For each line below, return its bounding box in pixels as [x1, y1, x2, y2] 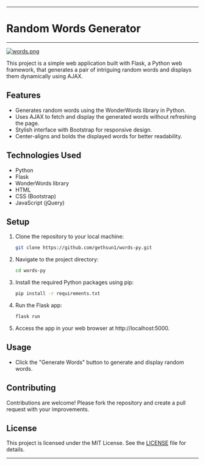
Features [6, 90, 41, 101]
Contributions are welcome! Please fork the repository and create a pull [6, 399, 186, 406]
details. [6, 446, 25, 453]
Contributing [6, 383, 56, 393]
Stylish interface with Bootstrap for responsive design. [15, 126, 153, 133]
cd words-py [15, 267, 46, 274]
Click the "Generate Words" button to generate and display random [15, 359, 184, 366]
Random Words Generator [6, 22, 142, 35]
